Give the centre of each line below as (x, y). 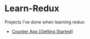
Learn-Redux (32, 9)
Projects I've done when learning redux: (45, 22)
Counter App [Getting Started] (42, 31)
